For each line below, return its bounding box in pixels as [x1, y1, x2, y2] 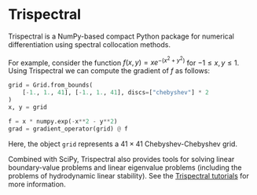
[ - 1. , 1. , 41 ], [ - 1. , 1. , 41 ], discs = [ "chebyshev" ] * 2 [22, 89, 210, 97]
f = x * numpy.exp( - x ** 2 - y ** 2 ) [8, 117, 118, 125]
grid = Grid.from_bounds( [8, 81, 93, 90]
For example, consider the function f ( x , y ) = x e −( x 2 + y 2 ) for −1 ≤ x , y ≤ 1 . [8, 55, 240, 68]
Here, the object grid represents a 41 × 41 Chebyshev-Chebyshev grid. [8, 139, 238, 149]
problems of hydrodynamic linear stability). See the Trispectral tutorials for [8, 171, 249, 180]
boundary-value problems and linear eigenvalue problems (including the [8, 163, 242, 172]
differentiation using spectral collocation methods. [8, 39, 171, 49]
